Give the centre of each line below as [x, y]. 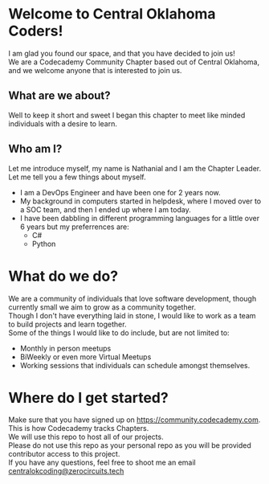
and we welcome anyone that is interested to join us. [95, 70]
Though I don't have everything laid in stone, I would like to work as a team [132, 315]
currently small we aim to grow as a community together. [102, 307]
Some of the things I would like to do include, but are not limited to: [119, 332]
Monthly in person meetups [65, 348]
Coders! [36, 31]
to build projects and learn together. [67, 324]
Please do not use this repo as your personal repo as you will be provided [130, 445]
